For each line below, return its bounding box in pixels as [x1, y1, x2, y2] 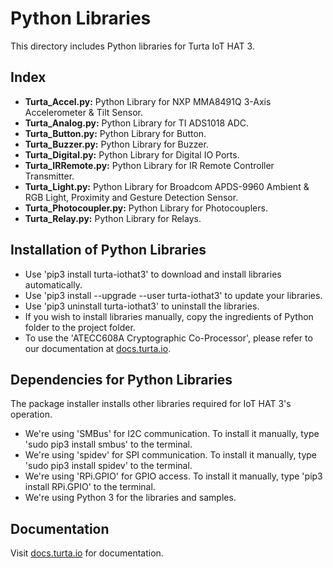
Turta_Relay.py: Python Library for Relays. [24, 212, 202, 224]
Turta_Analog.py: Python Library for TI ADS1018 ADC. [24, 117, 250, 129]
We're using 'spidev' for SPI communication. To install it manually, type [24, 449, 318, 461]
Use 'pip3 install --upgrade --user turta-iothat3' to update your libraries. [24, 289, 323, 301]
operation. [10, 408, 53, 421]
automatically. [24, 278, 83, 291]
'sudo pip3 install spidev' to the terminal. [24, 460, 193, 472]
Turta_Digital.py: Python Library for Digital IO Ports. [24, 148, 240, 161]
